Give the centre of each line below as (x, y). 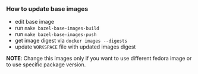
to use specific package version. (46, 65)
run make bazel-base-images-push (56, 34)
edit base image (34, 22)
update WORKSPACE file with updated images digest (75, 47)
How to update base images (47, 9)
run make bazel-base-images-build (57, 28)
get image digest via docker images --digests (71, 41)
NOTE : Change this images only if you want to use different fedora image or (99, 59)
